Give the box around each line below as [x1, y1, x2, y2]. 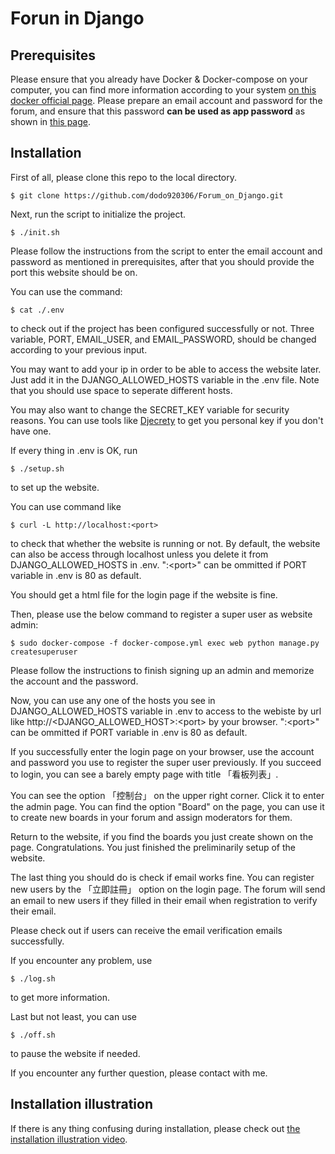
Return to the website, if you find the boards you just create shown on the [10, 830, 314, 842]
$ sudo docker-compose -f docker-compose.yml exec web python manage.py [10, 638, 320, 648]
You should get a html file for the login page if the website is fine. [10, 588, 278, 601]
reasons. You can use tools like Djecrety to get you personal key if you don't [10, 414, 324, 426]
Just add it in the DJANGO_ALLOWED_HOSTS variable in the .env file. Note [10, 373, 320, 386]
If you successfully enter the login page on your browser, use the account [10, 745, 315, 757]
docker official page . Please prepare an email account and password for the [10, 95, 323, 106]
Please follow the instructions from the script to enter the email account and [10, 245, 323, 257]
